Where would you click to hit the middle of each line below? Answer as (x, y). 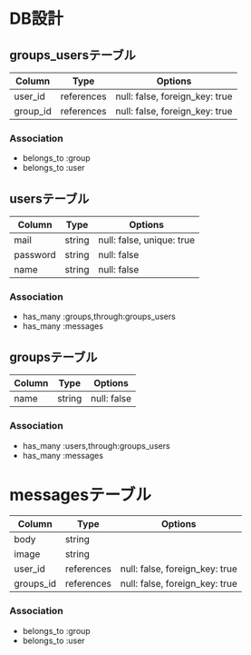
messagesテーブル (81, 495)
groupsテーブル (53, 357)
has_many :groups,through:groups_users (99, 317)
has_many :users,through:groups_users (96, 445)
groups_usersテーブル (72, 55)
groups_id (35, 584)
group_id (33, 111)
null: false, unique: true (146, 240)
